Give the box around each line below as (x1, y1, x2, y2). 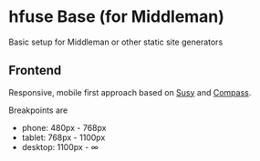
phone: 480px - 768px (21, 122, 107, 133)
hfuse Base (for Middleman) (8, 6, 225, 27)
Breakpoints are (8, 105, 68, 116)
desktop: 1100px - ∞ (21, 141, 99, 152)
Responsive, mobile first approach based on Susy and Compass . (8, 86, 252, 97)
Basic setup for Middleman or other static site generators (8, 36, 224, 47)
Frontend (8, 63, 62, 78)
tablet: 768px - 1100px (21, 132, 106, 143)
